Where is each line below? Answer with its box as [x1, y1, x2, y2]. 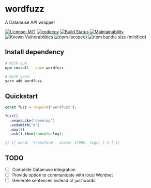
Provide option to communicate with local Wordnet [12, 172, 113, 178]
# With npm [5, 61, 27, 66]
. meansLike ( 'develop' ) [9, 118, 55, 123]
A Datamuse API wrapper [5, 19, 56, 25]
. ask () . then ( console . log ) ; [9, 132, 64, 137]
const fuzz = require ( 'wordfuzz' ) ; [5, 105, 77, 110]
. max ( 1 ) [9, 127, 25, 132]
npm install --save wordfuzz [5, 65, 64, 70]
